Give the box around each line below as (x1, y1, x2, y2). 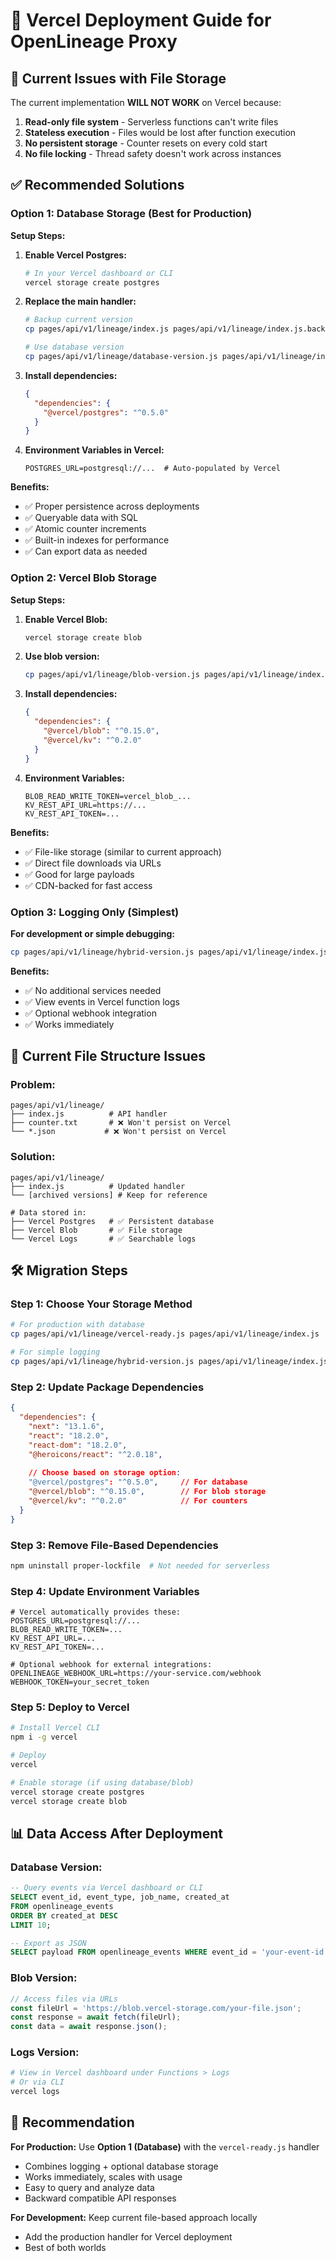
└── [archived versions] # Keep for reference (10, 1190, 208, 1200)
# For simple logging (10, 1347, 101, 1358)
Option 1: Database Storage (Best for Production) (10, 207, 253, 221)
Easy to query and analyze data (24, 2181, 155, 2193)
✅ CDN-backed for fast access (24, 879, 153, 891)
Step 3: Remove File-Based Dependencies (10, 1538, 219, 1552)
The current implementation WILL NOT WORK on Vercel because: (10, 97, 282, 108)
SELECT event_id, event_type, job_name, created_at (10, 1892, 230, 1903)
